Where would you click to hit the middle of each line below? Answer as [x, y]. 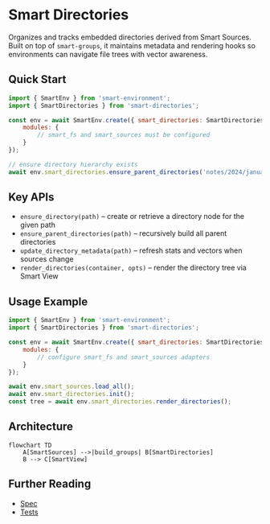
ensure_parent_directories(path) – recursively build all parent [123, 233]
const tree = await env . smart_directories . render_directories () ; [120, 402]
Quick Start [37, 79]
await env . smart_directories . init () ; [72, 394]
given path [38, 225]
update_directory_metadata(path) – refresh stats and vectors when [131, 250]
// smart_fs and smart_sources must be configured [124, 135]
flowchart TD [30, 445]
